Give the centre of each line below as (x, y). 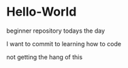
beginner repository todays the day (56, 31)
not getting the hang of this (45, 57)
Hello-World (42, 12)
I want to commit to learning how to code (64, 44)
